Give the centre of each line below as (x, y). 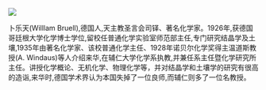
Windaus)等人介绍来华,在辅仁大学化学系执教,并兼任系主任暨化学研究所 (141, 58)
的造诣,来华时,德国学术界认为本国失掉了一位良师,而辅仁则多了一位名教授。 (130, 77)
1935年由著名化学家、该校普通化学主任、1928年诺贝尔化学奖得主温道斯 (133, 48)
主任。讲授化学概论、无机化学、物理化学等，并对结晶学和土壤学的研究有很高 (133, 67)
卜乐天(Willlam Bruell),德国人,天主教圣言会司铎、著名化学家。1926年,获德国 (131, 28)
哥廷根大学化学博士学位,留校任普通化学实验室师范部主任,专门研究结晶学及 (129, 38)
